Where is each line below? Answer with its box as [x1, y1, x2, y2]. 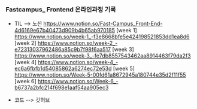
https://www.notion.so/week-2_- [37, 40, 118, 47]
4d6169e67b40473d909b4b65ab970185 [14, 27, 115, 34]
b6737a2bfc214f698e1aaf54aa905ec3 [14, 84, 109, 91]
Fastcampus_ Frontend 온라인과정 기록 [5, 5, 116, 13]
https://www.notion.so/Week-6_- [37, 78, 119, 85]
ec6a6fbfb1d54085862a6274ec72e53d [14, 65, 112, 72]
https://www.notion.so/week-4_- [38, 59, 119, 66]
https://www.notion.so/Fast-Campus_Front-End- [43, 20, 163, 28]
